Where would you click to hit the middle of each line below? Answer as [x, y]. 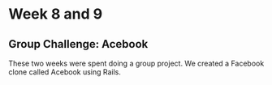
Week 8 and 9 [56, 14]
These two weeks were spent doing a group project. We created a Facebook [136, 63]
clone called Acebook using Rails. [65, 72]
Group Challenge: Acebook [78, 44]
